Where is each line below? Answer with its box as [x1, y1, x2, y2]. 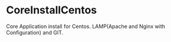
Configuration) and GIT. [6, 29, 64, 36]
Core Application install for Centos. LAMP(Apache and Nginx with [6, 23, 166, 30]
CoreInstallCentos [6, 3, 97, 17]
